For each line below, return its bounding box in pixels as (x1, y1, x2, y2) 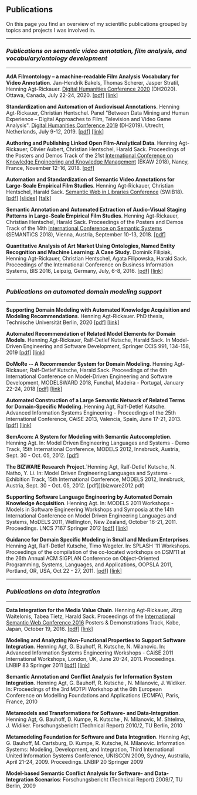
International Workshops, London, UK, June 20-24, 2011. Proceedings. (6, 655, 176, 662)
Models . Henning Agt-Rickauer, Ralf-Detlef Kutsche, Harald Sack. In (6, 336, 171, 343)
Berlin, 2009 (6, 782, 36, 789)
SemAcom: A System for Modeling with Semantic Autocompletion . (6, 433, 172, 440)
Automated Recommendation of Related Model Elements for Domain (6, 330, 176, 338)
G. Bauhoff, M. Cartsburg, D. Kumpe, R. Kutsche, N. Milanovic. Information (6, 739, 185, 746)
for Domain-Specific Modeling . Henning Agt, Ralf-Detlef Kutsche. (6, 403, 166, 410)
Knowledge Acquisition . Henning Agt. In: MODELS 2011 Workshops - (6, 500, 174, 507)
